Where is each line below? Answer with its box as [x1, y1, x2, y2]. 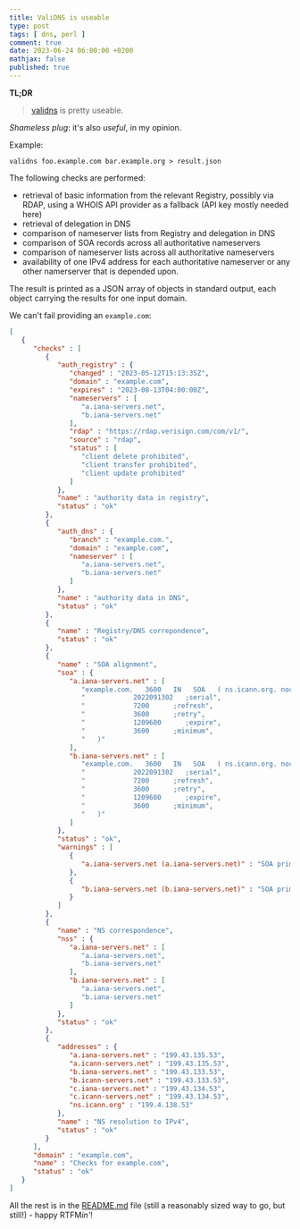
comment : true [9, 38, 62, 47]
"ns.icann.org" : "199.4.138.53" [69, 1101, 194, 1110]
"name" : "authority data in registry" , [56, 494, 210, 503]
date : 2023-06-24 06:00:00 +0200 [9, 47, 134, 55]
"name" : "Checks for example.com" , [32, 1159, 170, 1168]
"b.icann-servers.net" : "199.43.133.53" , [69, 1075, 229, 1085]
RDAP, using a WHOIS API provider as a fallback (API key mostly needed [21, 199, 288, 210]
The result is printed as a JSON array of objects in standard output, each [9, 283, 277, 293]
